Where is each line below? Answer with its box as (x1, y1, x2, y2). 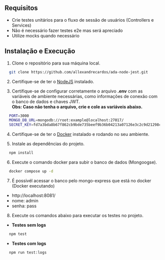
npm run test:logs (9, 250, 47, 255)
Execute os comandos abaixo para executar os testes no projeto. (11, 212, 144, 218)
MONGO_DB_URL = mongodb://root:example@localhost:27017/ (9, 118, 124, 123)
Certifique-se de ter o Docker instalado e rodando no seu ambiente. (11, 131, 150, 137)
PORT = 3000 (9, 113, 29, 118)
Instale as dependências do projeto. (11, 141, 85, 147)
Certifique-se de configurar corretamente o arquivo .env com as (11, 88, 143, 94)
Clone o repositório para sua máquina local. (11, 60, 100, 66)
